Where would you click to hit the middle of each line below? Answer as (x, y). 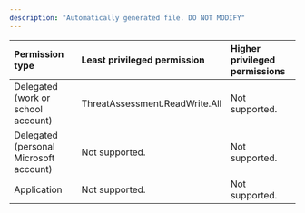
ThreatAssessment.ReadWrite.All (152, 103)
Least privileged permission (143, 60)
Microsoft (34, 158)
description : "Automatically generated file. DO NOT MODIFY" (128, 18)
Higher (246, 48)
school (29, 109)
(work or (32, 98)
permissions (258, 71)
